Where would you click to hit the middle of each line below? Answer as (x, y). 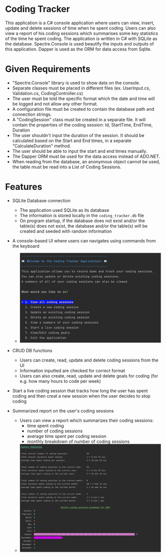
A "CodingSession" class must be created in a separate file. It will (79, 119)
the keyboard (26, 246)
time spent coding (45, 426)
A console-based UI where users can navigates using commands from (84, 240)
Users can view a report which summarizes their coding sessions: (87, 420)
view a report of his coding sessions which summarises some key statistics (82, 33)
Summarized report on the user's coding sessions (63, 411)
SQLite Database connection (41, 200)
